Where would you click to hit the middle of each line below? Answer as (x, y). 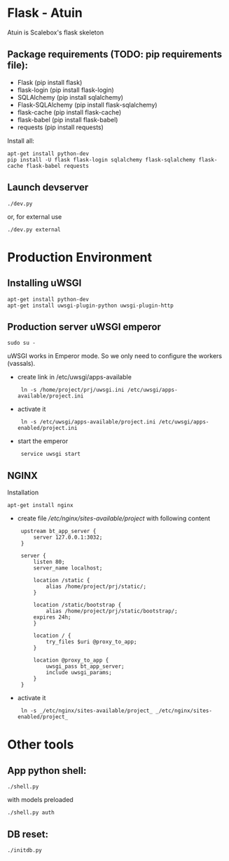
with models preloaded (40, 800)
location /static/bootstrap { (77, 605)
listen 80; (49, 562)
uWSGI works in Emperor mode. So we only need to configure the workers (115, 356)
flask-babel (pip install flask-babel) (68, 119)
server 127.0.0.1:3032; (68, 538)
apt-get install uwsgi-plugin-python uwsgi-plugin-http (90, 305)
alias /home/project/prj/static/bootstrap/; (112, 611)
